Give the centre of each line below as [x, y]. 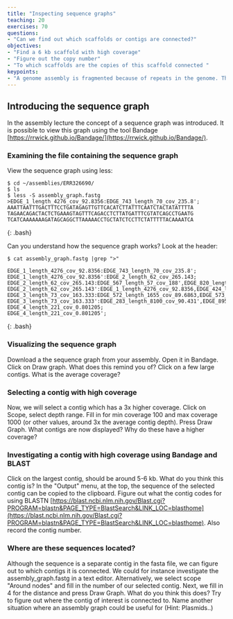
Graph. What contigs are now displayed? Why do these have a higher [106, 430]
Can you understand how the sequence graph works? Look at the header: [113, 246]
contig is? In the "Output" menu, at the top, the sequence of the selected [111, 486]
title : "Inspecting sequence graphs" [62, 14]
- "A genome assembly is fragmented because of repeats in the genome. [113, 78]
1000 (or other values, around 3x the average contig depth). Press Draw [110, 422]
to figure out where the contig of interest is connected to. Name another [110, 600]
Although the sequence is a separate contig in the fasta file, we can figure [113, 563]
